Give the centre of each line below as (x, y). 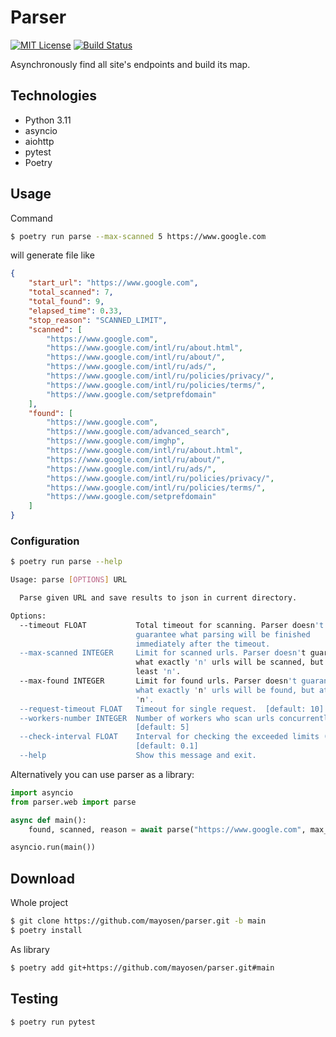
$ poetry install (46, 931)
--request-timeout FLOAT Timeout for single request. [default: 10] (172, 709)
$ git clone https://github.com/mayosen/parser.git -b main (138, 921)
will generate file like (52, 255)
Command (31, 218)
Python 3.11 (48, 120)
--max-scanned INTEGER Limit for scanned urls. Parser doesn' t (163, 653)
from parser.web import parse (73, 802)
